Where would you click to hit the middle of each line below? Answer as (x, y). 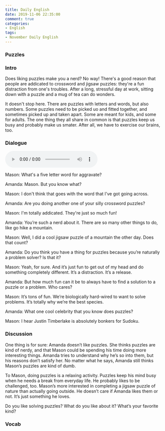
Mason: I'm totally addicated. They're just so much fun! (61, 213)
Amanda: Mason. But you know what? (43, 184)
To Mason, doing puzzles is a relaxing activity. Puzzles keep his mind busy (81, 375)
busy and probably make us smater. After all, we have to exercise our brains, (83, 125)
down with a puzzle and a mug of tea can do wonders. (60, 94)
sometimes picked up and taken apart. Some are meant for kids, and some (81, 115)
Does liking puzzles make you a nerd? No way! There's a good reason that (81, 79)
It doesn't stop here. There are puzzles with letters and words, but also (77, 104)
